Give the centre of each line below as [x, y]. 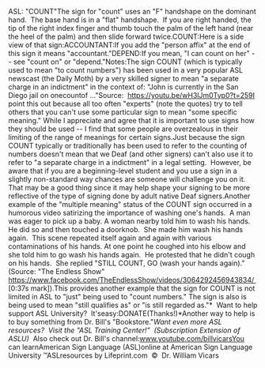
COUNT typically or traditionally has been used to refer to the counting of [128, 146]
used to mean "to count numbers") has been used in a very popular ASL [126, 70]
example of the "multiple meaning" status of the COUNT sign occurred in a [130, 204]
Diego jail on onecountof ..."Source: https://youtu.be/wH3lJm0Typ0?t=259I [132, 95]
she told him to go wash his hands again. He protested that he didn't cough [132, 255]
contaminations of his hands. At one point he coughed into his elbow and [127, 246]
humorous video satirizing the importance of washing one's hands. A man [129, 213]
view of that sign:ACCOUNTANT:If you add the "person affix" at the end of [129, 45]
